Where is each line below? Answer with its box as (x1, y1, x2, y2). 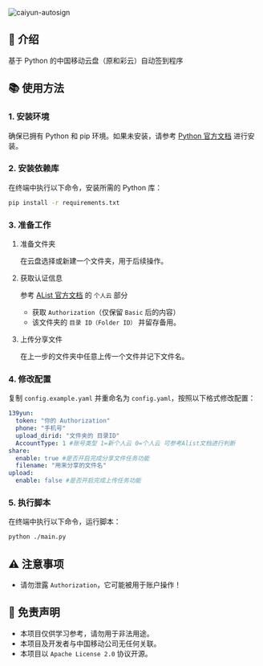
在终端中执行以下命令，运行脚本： (8, 517, 121, 526)
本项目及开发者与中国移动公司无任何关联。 (19, 639, 161, 648)
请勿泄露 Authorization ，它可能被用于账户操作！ (19, 580, 182, 590)
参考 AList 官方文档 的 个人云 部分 (19, 290, 128, 300)
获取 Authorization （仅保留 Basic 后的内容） (31, 307, 180, 317)
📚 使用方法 (8, 81, 65, 96)
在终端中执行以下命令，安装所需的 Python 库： (8, 182, 163, 192)
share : (8, 447, 30, 455)
